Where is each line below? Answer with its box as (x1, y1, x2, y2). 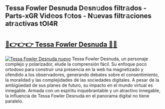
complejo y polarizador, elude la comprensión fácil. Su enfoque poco (5, 61, 147, 67)
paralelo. (5, 98, 23, 104)
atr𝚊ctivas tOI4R (5, 19, 58, 28)
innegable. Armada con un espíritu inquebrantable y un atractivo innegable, (5, 88, 161, 94)
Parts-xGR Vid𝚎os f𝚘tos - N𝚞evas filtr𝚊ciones (5, 12, 151, 20)
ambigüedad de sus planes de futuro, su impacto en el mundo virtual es (5, 82, 153, 88)
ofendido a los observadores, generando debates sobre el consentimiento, (5, 72, 159, 78)
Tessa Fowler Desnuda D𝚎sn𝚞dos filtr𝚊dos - (5, 4, 146, 12)
